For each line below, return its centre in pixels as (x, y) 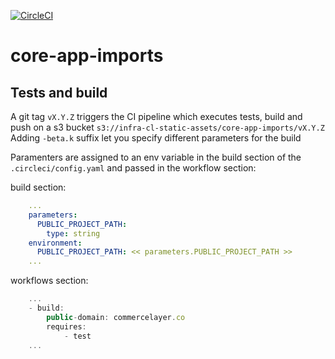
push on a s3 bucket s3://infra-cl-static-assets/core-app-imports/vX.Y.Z (167, 127)
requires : (66, 326)
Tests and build (59, 92)
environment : (55, 243)
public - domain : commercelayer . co (116, 317)
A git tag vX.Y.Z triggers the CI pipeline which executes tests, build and (156, 116)
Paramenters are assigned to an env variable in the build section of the (156, 157)
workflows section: (49, 281)
